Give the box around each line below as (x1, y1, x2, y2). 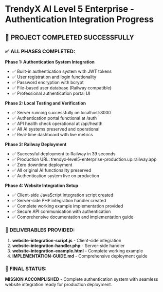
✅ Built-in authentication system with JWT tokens (12, 68, 112, 74)
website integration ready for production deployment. (5, 282, 112, 288)
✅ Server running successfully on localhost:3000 (12, 109, 111, 115)
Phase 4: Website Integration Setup (5, 182, 79, 188)
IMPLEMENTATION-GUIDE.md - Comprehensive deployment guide (12, 253, 147, 259)
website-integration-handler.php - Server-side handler (12, 243, 125, 249)
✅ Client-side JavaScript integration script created (12, 192, 113, 198)
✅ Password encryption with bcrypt (12, 79, 84, 85)
